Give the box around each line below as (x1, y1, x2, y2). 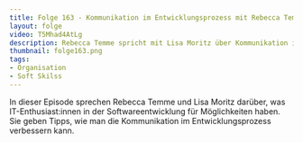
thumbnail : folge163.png (9, 47, 103, 56)
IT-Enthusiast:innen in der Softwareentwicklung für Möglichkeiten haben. (9, 105, 281, 117)
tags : (9, 55, 30, 64)
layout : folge (9, 22, 63, 31)
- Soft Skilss (9, 72, 63, 81)
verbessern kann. (9, 125, 75, 136)
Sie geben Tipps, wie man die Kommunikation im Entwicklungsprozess (9, 115, 272, 126)
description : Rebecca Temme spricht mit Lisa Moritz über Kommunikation (9, 38, 289, 48)
